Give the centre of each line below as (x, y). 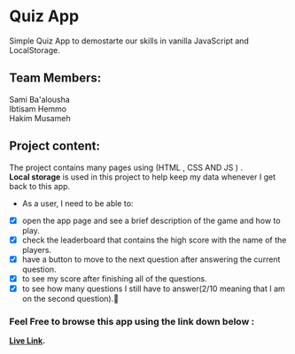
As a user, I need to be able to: (78, 203)
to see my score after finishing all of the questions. (114, 278)
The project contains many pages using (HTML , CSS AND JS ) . (126, 167)
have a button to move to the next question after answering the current (151, 259)
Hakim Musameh (40, 118)
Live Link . (27, 341)
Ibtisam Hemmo (38, 109)
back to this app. (40, 186)
